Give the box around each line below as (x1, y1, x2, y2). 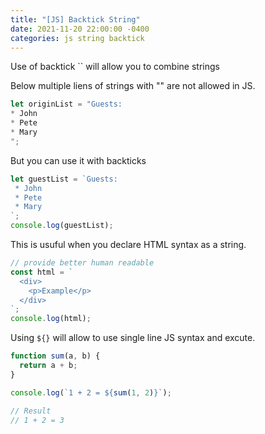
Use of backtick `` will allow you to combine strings (10, 61, 220, 73)
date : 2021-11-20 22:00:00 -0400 (10, 24, 150, 34)
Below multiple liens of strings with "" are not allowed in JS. (10, 80, 256, 92)
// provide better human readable (10, 258, 155, 268)
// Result (10, 406, 52, 416)
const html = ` (10, 267, 74, 277)
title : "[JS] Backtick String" (10, 14, 141, 25)
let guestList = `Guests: (10, 174, 118, 184)
